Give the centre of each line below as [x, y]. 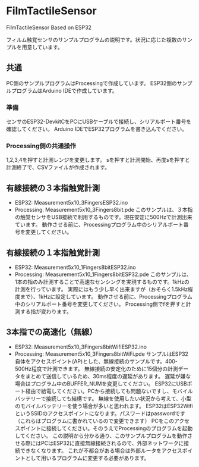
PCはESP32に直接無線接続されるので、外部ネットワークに [112, 443]
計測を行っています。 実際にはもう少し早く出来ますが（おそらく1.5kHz [101, 289]
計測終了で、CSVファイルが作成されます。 [58, 167]
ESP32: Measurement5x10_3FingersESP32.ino [71, 203]
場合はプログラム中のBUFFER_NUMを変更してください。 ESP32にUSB [101, 383]
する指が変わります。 [46, 311]
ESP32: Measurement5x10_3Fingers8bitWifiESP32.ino [81, 347]
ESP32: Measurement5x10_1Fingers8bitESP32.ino [75, 267]
